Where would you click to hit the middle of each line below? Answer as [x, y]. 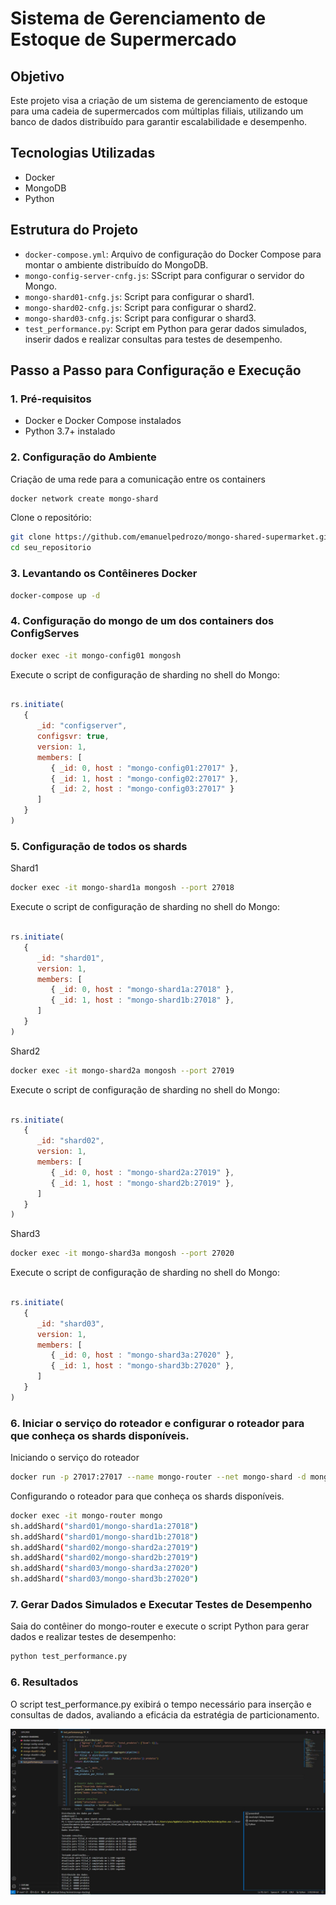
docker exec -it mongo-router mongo [86, 1515]
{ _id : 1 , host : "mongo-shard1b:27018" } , [142, 1000]
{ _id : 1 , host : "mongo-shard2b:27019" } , [142, 1183]
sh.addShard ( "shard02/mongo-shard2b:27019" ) [104, 1558]
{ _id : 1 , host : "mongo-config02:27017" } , [145, 778]
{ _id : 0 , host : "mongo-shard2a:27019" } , [142, 1172]
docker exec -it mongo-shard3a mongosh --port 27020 [122, 1253]
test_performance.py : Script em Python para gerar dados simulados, [165, 328]
